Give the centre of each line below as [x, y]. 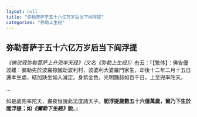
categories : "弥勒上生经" [35, 22]
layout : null [22, 11]
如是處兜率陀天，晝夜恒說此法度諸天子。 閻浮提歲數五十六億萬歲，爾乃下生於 [98, 101]
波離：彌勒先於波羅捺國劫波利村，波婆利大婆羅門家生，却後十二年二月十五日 [98, 70]
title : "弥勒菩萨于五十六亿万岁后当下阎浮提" [55, 17]
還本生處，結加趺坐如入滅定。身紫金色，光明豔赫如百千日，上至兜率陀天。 [96, 77]
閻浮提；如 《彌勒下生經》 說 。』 [43, 108]
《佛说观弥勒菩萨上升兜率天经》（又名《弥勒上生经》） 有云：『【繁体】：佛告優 [97, 63]
